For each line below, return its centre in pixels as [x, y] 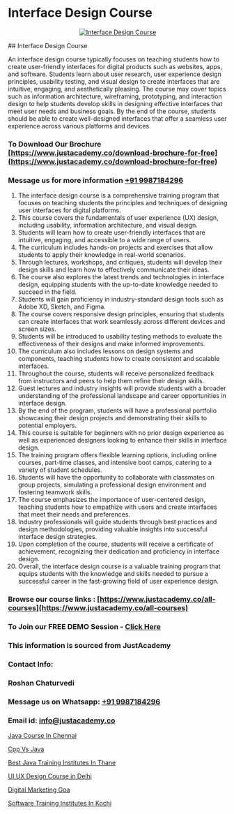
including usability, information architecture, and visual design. [108, 225]
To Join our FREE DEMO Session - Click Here [84, 627]
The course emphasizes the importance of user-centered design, [112, 500]
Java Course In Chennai [42, 735]
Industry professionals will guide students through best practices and [117, 522]
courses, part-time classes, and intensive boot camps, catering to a [115, 463]
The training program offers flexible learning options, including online [117, 455]
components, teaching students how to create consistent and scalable [119, 359]
